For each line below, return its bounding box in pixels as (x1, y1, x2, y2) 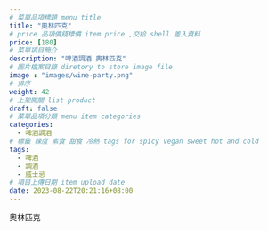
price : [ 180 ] (9, 37, 58, 47)
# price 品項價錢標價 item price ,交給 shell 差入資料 (9, 29, 201, 38)
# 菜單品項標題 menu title (9, 12, 102, 22)
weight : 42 (9, 87, 50, 96)
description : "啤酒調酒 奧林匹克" (9, 54, 126, 63)
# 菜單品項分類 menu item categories (9, 112, 141, 121)
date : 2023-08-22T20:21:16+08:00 (9, 187, 134, 195)
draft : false (9, 104, 58, 113)
